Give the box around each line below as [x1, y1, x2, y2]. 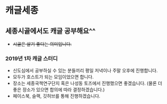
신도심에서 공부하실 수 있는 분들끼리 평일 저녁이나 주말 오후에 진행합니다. [12, 67, 158, 74]
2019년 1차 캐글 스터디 [5, 55, 58, 62]
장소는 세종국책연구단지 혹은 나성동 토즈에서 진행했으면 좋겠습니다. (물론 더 [12, 80, 162, 87]
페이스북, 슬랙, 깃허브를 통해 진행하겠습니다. [12, 93, 101, 99]
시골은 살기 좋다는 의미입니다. [12, 41, 72, 47]
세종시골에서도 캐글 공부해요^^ [5, 27, 96, 35]
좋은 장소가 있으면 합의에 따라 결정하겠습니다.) [12, 87, 105, 93]
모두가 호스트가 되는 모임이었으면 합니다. [12, 74, 94, 80]
